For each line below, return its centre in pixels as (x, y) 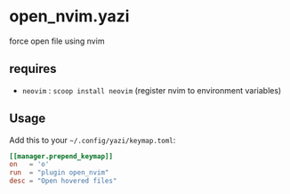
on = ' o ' (29, 165)
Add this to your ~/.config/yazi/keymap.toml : (93, 140)
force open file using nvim (57, 41)
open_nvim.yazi (69, 16)
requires (33, 69)
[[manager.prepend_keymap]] (61, 156)
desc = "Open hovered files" (63, 181)
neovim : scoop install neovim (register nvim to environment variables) (152, 90)
